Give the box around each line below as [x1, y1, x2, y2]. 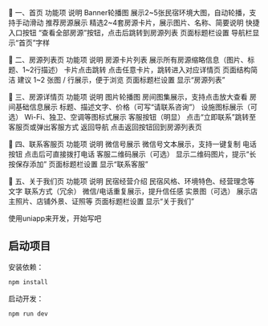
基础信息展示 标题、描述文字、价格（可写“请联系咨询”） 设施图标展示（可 [14, 102, 258, 112]
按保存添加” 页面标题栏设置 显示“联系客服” [8, 160, 148, 169]
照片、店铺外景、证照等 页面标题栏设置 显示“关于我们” [14, 197, 195, 206]
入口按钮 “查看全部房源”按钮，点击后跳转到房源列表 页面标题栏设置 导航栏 [8, 28, 253, 37]
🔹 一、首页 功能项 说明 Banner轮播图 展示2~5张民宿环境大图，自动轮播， [8, 8, 250, 17]
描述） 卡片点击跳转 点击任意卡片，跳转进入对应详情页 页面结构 [41, 65, 251, 75]
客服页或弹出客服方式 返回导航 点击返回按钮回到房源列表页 [8, 122, 202, 132]
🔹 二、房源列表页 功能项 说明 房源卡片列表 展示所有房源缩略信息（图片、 [8, 55, 248, 64]
